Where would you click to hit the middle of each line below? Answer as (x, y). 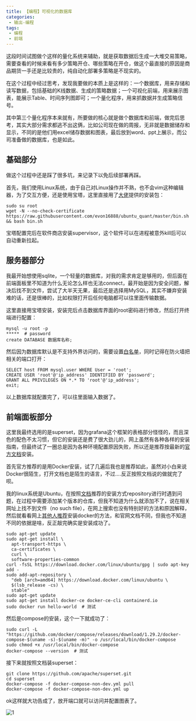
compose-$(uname (26, 640)
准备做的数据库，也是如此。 (44, 139)
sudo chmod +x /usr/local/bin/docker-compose (62, 645)
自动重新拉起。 (24, 240)
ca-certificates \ (34, 549)
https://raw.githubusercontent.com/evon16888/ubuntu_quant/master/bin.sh (98, 216)
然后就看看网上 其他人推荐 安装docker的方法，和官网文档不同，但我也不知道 (96, 515)
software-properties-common (45, 560)
